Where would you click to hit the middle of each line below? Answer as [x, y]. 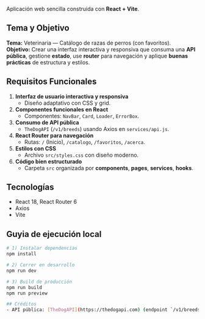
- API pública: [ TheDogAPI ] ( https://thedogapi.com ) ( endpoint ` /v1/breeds [103, 310]
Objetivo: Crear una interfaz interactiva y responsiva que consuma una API [101, 49]
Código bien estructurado [49, 161]
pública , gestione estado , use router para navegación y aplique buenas [97, 56]
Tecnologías [30, 187]
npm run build [24, 287]
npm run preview [27, 293]
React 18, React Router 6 [46, 202]
